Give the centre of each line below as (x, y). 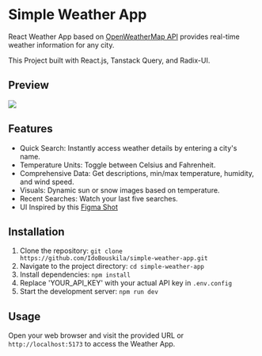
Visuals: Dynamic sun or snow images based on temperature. (120, 190)
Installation (36, 232)
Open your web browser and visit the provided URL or (96, 335)
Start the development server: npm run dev (89, 292)
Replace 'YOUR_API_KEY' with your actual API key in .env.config (125, 283)
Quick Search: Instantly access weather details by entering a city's (128, 147)
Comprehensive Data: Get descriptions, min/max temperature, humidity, (137, 173)
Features (30, 129)
